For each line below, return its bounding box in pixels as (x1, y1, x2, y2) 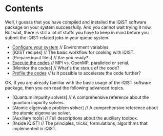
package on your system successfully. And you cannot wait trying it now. (5, 24, 152, 30)
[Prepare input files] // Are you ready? (12, 54, 89, 60)
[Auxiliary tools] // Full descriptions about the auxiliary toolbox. (12, 115, 138, 121)
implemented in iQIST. (12, 125, 57, 131)
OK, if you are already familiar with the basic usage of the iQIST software (5, 79, 152, 86)
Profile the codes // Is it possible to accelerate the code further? (12, 70, 141, 76)
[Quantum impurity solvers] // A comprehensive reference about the (12, 94, 149, 100)
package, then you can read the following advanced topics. (5, 85, 124, 91)
